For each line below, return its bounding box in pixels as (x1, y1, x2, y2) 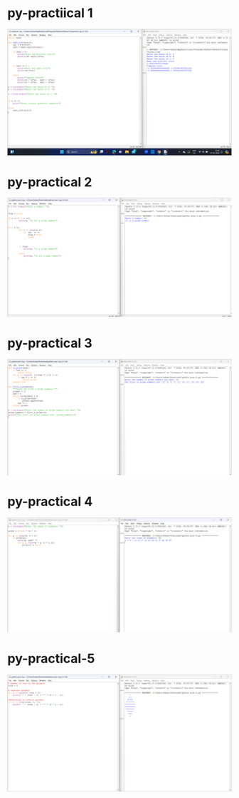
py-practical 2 (7, 173, 92, 190)
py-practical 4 (7, 494, 93, 510)
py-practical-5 (7, 651, 95, 667)
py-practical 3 (7, 335, 92, 351)
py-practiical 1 (7, 5, 94, 21)
